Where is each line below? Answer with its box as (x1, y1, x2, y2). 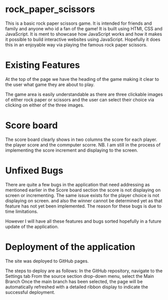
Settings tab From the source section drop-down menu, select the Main (5, 273, 154, 279)
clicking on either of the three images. (5, 102, 85, 108)
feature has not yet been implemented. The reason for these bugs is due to (5, 203, 162, 209)
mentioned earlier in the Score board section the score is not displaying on (5, 187, 161, 193)
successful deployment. (5, 289, 56, 295)
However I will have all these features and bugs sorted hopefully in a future (5, 218, 162, 224)
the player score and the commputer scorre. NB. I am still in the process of (5, 141, 161, 147)
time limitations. (5, 208, 38, 214)
